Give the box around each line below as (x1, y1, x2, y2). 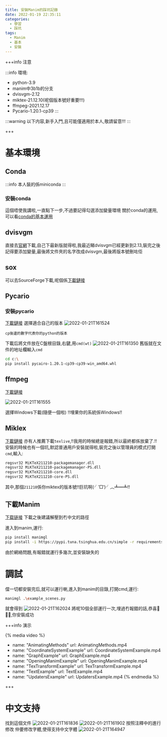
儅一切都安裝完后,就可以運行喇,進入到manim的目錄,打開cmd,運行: (5, 586, 139, 592)
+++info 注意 (5, 58, 32, 65)
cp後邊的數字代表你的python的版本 (5, 331, 68, 336)
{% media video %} (5, 633, 45, 639)
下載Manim (5, 500, 40, 509)
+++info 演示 (5, 623, 32, 629)
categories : (5, 16, 30, 21)
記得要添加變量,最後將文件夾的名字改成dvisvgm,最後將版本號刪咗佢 (5, 248, 143, 254)
